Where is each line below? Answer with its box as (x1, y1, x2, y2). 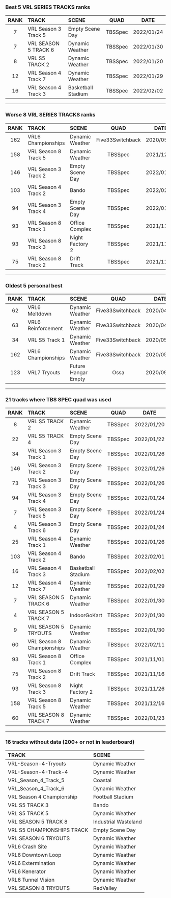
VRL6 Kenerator (8, 868, 46, 875)
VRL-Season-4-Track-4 (8, 768, 68, 775)
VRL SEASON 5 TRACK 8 (8, 818, 68, 826)
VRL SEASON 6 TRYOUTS (8, 835, 70, 842)
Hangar (70, 369, 88, 376)
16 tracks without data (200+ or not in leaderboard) (5, 739, 135, 746)
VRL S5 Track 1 (27, 336, 65, 343)
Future (70, 362, 85, 370)
